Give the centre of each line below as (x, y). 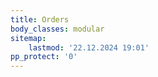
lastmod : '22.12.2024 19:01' (89, 47)
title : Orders (40, 19)
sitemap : (28, 38)
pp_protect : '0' (44, 57)
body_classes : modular (57, 29)
